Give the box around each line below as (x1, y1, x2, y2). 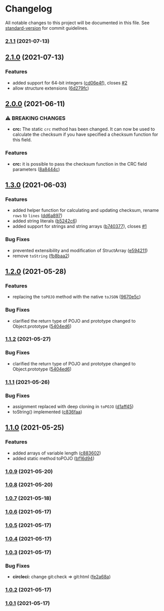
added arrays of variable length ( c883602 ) (12, 450, 102, 456)
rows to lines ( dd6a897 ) (12, 212, 63, 219)
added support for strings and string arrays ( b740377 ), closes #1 (12, 223, 147, 230)
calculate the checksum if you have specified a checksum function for (12, 131, 158, 137)
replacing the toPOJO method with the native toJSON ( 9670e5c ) (12, 294, 141, 300)
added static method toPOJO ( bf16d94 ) (12, 455, 95, 461)
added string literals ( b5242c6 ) (12, 218, 77, 224)
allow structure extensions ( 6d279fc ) (12, 85, 89, 91)
